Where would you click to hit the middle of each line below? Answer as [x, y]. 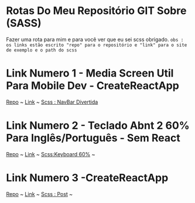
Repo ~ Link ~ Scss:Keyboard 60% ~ [51, 154]
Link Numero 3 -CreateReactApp [87, 178]
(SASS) [24, 23]
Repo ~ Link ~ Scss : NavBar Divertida [52, 102]
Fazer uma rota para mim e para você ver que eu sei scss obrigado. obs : [95, 39]
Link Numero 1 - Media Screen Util [90, 73]
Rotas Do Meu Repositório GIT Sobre [96, 11]
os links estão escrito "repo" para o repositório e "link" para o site [97, 45]
